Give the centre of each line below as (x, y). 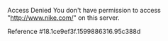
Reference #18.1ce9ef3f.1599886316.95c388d (74, 31)
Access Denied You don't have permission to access (84, 10)
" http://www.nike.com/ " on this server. (63, 18)
